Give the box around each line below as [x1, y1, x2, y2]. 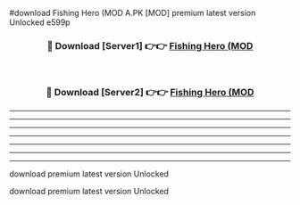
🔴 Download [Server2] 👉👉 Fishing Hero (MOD [46, 86, 254, 99]
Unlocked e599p [9, 17, 71, 28]
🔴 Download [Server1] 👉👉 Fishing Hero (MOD [46, 39, 254, 52]
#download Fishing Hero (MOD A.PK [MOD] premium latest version [9, 8, 256, 18]
